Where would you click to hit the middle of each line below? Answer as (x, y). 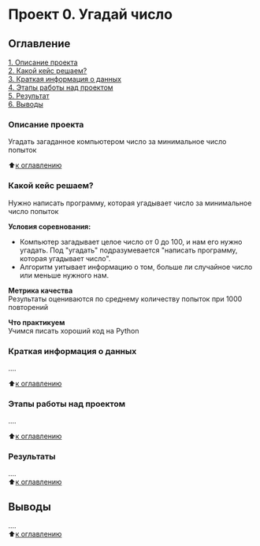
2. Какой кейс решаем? (48, 71)
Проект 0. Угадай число (91, 15)
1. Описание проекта (43, 62)
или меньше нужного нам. (64, 275)
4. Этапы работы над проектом (61, 87)
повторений (28, 307)
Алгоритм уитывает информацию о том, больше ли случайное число (136, 267)
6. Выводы (26, 104)
